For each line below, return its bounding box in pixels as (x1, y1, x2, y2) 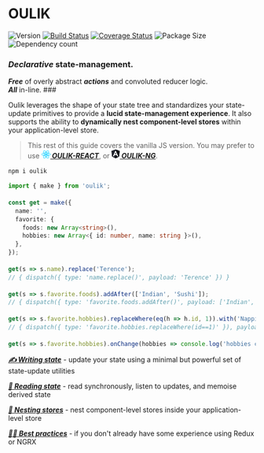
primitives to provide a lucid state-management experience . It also (32, 109, 252, 118)
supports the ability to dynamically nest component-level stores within (8, 117, 241, 127)
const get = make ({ (8, 199, 72, 206)
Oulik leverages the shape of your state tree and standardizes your (8, 100, 224, 110)
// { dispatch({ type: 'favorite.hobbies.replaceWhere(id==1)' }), (8, 324, 234, 332)
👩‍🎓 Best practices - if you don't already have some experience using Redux (8, 429, 255, 438)
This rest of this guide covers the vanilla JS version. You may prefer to (27, 141, 255, 150)
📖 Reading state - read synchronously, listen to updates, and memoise (8, 381, 237, 391)
